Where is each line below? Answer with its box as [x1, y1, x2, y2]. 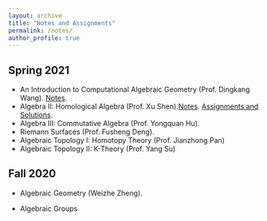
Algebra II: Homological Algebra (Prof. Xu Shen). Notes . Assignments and [19, 101, 259, 112]
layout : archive [8, 11, 62, 20]
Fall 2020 [8, 167, 57, 180]
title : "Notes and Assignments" [8, 19, 116, 27]
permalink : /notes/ [8, 26, 73, 34]
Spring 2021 [8, 63, 70, 77]
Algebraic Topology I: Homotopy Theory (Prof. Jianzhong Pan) [19, 136, 226, 145]
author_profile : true [8, 34, 80, 42]
